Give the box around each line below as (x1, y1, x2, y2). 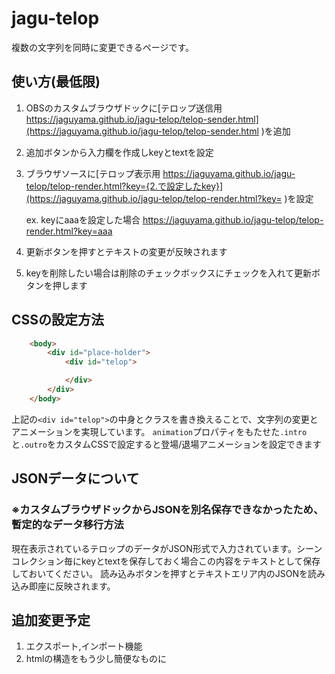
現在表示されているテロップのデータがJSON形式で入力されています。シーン (11, 542, 323, 554)
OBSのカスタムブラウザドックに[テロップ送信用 (25, 102, 223, 114)
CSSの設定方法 (11, 312, 105, 329)
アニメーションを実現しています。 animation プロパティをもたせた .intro (11, 425, 308, 437)
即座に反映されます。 (28, 580, 116, 592)
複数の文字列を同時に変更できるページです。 (11, 41, 195, 53)
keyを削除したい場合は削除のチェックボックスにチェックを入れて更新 (25, 267, 313, 279)
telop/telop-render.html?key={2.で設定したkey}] (25, 180, 224, 192)
